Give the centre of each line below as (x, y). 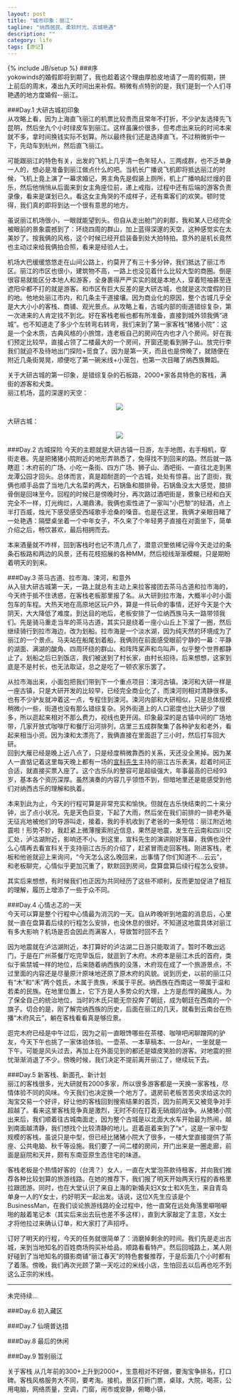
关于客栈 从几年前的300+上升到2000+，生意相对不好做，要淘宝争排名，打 (116, 1371)
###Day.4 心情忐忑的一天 (44, 905)
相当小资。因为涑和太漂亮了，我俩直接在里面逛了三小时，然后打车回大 (122, 735)
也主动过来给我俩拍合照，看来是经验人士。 (70, 247)
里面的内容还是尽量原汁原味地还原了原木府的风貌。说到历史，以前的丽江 (119, 973)
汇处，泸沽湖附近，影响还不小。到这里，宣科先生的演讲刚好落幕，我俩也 (113, 839)
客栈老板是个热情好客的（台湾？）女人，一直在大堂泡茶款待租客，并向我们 (116, 1170)
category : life (30, 41)
